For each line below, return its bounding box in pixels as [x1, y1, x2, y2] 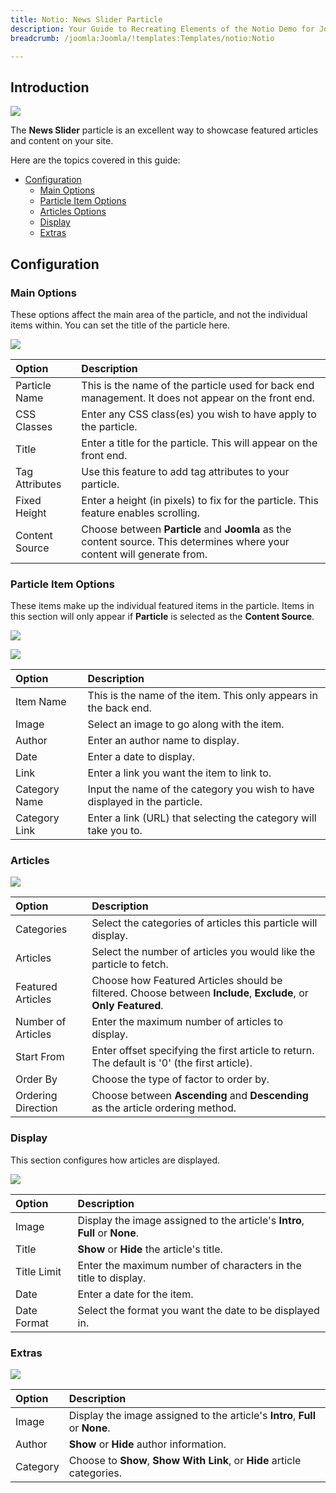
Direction [15, 1101, 58, 1115]
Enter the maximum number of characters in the [77, 1258, 302, 1272]
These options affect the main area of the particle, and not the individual [10, 308, 308, 320]
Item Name [15, 695, 67, 709]
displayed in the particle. [87, 795, 203, 809]
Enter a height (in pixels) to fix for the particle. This [81, 493, 319, 507]
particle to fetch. [91, 957, 169, 971]
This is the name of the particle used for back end [81, 378, 315, 392]
